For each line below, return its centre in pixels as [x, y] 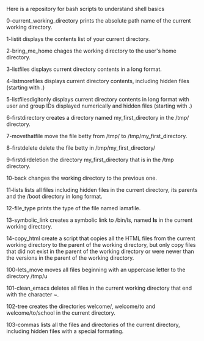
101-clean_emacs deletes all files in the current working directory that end [99, 288]
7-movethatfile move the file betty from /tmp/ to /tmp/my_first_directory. [97, 136]
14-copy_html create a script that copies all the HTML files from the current [101, 238]
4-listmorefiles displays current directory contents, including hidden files [98, 81]
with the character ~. [33, 295]
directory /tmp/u [27, 276]
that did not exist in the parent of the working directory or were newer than [100, 251]
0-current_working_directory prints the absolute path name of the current [99, 20]
